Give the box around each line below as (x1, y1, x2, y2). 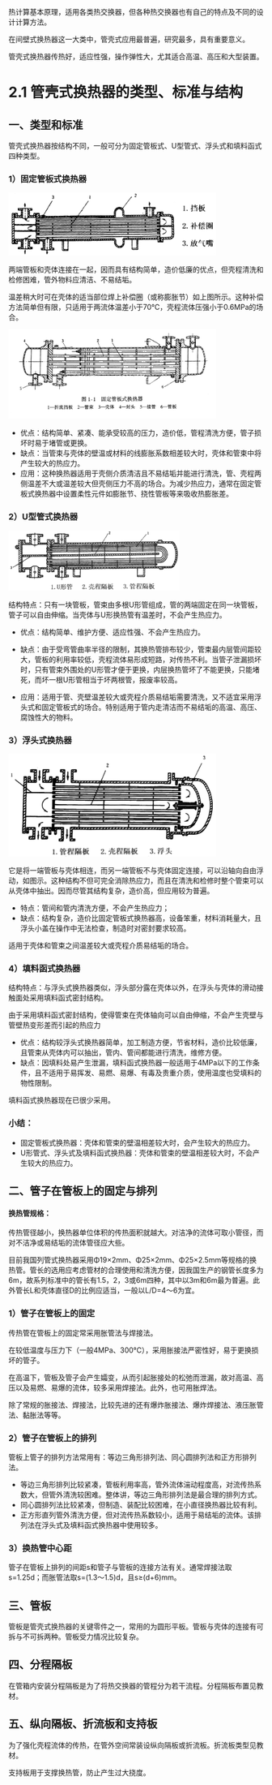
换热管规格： (8, 1208, 51, 1218)
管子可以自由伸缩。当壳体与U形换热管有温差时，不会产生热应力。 (8, 609, 227, 619)
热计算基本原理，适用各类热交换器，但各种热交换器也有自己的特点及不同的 (8, 7, 257, 16)
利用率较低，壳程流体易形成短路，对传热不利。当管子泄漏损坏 (55, 654, 261, 664)
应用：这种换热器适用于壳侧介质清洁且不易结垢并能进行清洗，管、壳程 (19, 468, 255, 478)
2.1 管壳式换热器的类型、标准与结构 (8, 84, 244, 101)
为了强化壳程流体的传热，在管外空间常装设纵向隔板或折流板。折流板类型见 (8, 1740, 257, 1750)
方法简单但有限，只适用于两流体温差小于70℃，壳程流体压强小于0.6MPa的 (8, 302, 257, 312)
